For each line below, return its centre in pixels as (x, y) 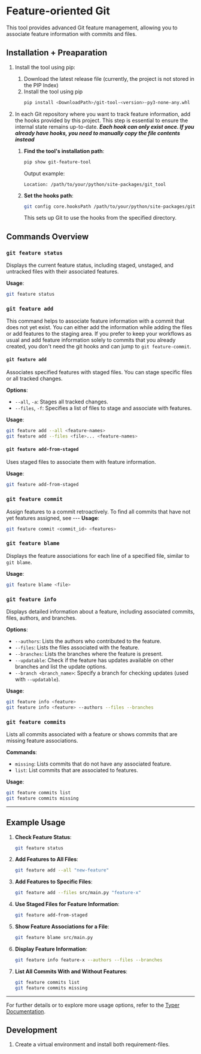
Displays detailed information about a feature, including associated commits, (100, 611)
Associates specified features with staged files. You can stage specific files (99, 372)
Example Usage (36, 823)
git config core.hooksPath (57, 206)
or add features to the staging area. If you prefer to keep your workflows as (99, 334)
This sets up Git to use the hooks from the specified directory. (100, 218)
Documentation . (26, 1011)
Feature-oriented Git (58, 11)
